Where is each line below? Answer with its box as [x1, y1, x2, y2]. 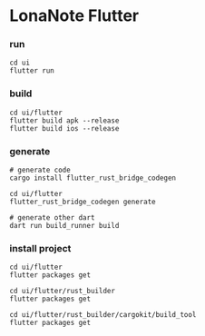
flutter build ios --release [9, 124, 120, 133]
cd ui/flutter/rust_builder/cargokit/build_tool [9, 311, 197, 320]
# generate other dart [9, 213, 95, 222]
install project [9, 242, 72, 254]
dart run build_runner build [9, 222, 120, 231]
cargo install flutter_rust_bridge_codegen [9, 173, 177, 183]
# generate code [9, 165, 71, 175]
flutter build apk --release [9, 115, 120, 125]
